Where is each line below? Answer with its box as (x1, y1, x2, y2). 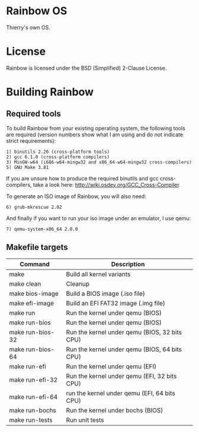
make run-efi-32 (9, 375, 58, 384)
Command (20, 260, 50, 268)
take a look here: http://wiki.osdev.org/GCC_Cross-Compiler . (33, 181, 181, 188)
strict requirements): (6, 137, 56, 144)
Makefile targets (6, 242, 68, 252)
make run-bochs (9, 406, 56, 414)
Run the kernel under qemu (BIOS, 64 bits (66, 345, 182, 353)
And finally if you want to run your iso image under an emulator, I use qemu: (6, 214, 191, 221)
